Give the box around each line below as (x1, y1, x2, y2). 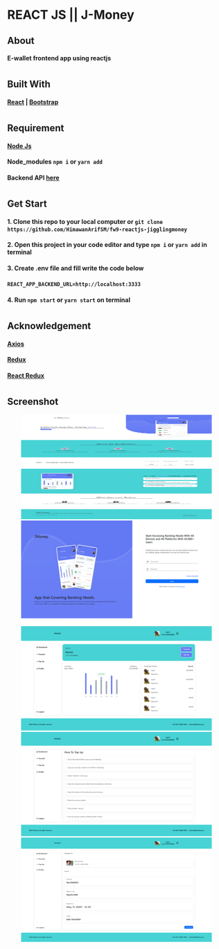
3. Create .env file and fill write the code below (7, 264, 144, 272)
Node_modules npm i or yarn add (7, 157, 103, 166)
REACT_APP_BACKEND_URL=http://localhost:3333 (7, 281, 141, 288)
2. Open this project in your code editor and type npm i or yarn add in (7, 241, 208, 249)
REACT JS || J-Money (7, 7, 135, 23)
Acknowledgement (7, 320, 91, 332)
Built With (7, 79, 51, 90)
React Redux (7, 372, 45, 380)
